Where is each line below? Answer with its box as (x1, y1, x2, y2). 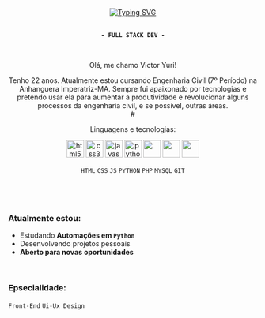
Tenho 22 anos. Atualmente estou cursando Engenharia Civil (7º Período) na (9, 76, 257, 85)
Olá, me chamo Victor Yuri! (89, 61, 177, 69)
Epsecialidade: (8, 282, 66, 294)
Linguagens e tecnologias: (89, 125, 176, 133)
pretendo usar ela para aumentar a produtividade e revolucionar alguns (17, 92, 249, 102)
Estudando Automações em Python (19, 230, 135, 240)
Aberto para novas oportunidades (19, 248, 134, 257)
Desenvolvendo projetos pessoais (19, 239, 131, 249)
